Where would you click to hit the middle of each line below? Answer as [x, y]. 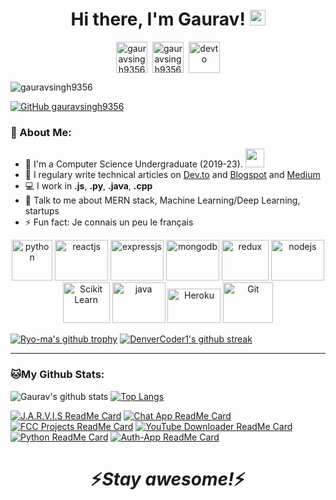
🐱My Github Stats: [57, 375]
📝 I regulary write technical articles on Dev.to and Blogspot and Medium [172, 175]
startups [42, 211]
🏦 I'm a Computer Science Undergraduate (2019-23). [133, 164]
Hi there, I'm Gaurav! [158, 19]
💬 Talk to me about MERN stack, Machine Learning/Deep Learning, [162, 200]
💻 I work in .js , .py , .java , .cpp [88, 186]
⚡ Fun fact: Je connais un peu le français [109, 222]
